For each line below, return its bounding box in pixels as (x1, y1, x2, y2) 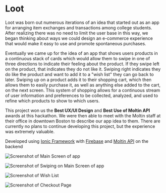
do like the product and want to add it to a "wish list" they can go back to (5, 71, 154, 77)
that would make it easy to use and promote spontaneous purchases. (5, 40, 146, 46)
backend (5, 143, 23, 149)
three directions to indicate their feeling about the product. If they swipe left (5, 61, 160, 67)
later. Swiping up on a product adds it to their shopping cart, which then (5, 77, 152, 83)
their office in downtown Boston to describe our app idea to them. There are (5, 118, 161, 124)
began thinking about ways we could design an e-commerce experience (5, 35, 153, 41)
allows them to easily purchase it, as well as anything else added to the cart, (5, 82, 161, 88)
